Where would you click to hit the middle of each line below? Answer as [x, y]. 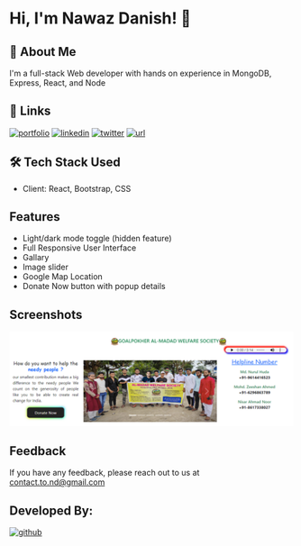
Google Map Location [63, 277]
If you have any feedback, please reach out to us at [105, 473]
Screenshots [46, 314]
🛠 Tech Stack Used [65, 163]
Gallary [36, 258]
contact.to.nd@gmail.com [57, 482]
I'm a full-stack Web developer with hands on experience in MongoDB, [141, 73]
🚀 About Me [43, 52]
